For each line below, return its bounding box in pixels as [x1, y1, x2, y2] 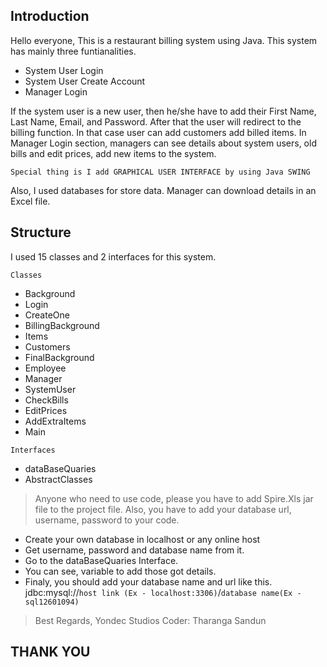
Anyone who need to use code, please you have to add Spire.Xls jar [34, 492, 314, 504]
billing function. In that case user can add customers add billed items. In [10, 126, 307, 138]
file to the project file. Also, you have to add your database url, [34, 503, 292, 515]
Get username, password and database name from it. [24, 544, 245, 556]
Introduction [10, 8, 90, 25]
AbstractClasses [24, 473, 93, 485]
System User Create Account [24, 75, 146, 87]
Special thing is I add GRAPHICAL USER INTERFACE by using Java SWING [10, 167, 311, 177]
